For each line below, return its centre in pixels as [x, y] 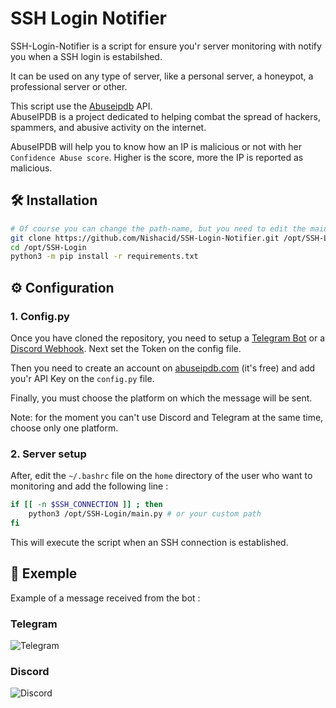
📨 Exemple [44, 573]
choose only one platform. [64, 428]
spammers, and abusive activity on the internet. [108, 127]
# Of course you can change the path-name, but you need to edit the [158, 228]
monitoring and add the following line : [89, 486]
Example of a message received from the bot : [105, 598]
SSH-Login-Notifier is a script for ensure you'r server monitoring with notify [166, 46]
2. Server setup [48, 454]
